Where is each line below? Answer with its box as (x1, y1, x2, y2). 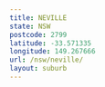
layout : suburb (9, 64, 68, 73)
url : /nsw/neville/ (9, 55, 84, 64)
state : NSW (9, 22, 51, 31)
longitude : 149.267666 (9, 47, 96, 56)
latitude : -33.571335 (9, 38, 92, 48)
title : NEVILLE (9, 13, 68, 23)
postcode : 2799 (9, 30, 68, 39)
